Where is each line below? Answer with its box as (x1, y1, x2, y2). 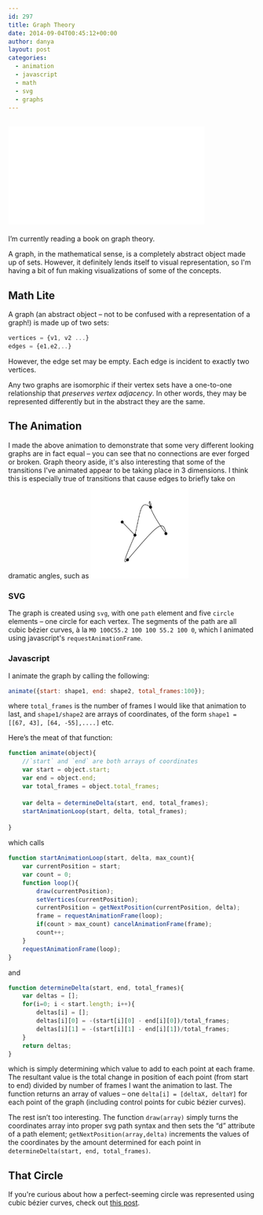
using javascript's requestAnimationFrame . (8, 633, 143, 643)
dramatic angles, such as (8, 571, 89, 580)
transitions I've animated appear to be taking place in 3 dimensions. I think (8, 465, 249, 475)
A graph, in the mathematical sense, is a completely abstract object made (8, 250, 246, 259)
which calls (8, 838, 45, 848)
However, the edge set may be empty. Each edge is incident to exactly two (8, 356, 250, 366)
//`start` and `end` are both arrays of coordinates (22, 757, 199, 765)
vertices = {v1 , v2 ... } (8, 334, 89, 342)
